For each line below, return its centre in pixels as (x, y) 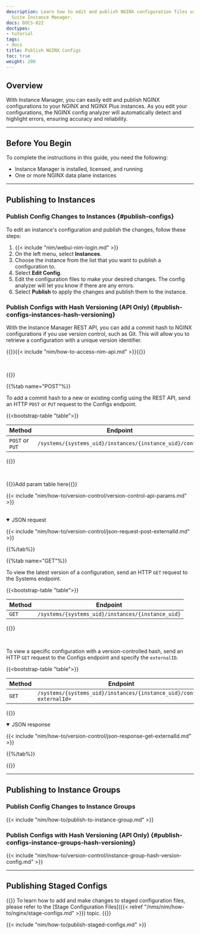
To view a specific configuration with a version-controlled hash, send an (95, 651)
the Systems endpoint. (34, 579)
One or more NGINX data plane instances (65, 176)
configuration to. (35, 266)
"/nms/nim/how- (164, 907)
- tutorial (20, 34)
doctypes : (18, 28)
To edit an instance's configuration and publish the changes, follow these (96, 229)
